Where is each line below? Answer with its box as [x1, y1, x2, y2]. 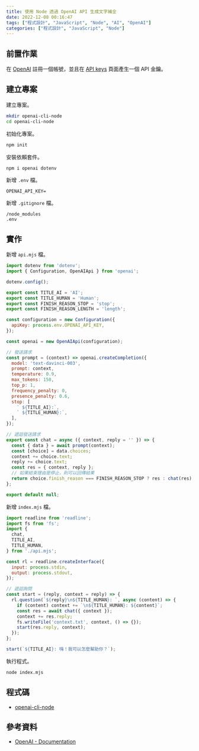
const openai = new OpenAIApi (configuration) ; [6, 338, 123, 344]
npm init [6, 142, 28, 148]
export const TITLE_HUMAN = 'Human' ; [6, 295, 99, 301]
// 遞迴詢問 [6, 586, 33, 592]
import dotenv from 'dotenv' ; [6, 263, 81, 269]
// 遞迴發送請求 [6, 432, 41, 438]
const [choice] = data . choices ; [11, 448, 92, 454]
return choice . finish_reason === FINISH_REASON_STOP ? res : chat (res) [11, 476, 192, 482]
